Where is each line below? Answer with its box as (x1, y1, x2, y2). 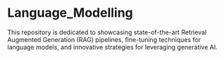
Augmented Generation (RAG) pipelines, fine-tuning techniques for (7, 35, 201, 43)
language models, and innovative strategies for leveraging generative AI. (7, 43, 218, 51)
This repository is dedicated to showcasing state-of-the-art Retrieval (7, 28, 207, 36)
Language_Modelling (7, 5, 134, 21)
